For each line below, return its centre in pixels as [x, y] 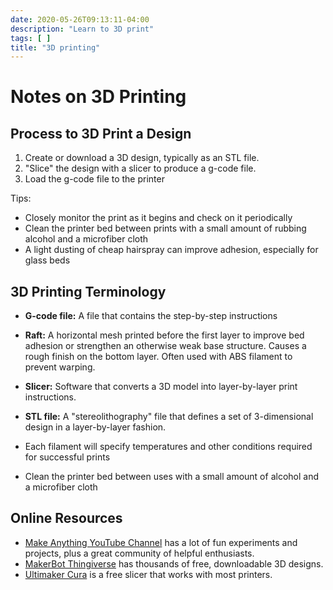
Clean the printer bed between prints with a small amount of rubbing [165, 228]
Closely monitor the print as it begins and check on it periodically [158, 218]
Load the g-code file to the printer [94, 179]
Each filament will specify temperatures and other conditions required [168, 447]
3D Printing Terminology [88, 291]
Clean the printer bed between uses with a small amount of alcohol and [171, 477]
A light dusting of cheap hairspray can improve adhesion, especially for [171, 250]
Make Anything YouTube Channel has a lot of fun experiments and [161, 542]
